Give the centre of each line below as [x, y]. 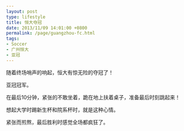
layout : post [22, 11]
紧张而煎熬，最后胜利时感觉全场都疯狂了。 [57, 122]
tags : [13, 39]
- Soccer [17, 44]
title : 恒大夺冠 [24, 22]
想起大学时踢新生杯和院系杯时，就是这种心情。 [62, 109]
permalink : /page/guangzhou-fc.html [51, 33]
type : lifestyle [26, 17]
